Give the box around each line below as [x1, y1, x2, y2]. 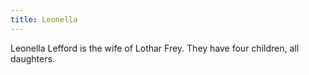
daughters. [10, 52, 55, 65]
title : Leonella [10, 14, 78, 25]
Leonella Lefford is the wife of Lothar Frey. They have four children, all [10, 42, 300, 54]
